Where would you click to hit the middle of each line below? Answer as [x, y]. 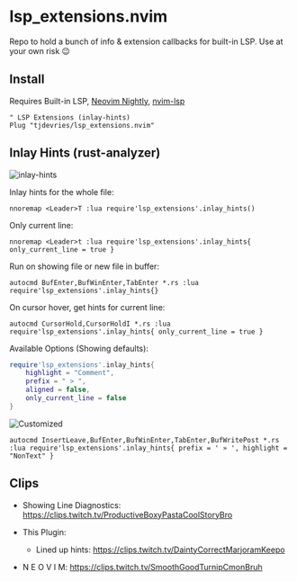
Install [27, 80]
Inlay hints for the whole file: [62, 192]
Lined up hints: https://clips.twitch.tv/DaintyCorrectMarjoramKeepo [160, 550]
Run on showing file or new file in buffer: [85, 266]
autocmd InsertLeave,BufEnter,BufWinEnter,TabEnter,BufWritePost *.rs [144, 440]
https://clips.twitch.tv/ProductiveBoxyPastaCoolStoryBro [127, 514]
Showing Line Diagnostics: [72, 505]
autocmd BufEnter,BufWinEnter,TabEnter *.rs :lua [104, 282]
